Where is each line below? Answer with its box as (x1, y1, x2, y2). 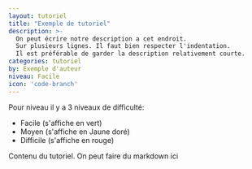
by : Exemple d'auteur (8, 65, 82, 73)
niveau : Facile (8, 72, 60, 80)
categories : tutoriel (8, 58, 82, 66)
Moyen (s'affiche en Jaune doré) (20, 127, 130, 136)
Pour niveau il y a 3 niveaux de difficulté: (8, 102, 145, 112)
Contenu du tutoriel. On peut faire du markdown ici (8, 151, 179, 161)
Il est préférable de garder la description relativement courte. (15, 50, 245, 58)
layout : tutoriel (8, 11, 67, 20)
